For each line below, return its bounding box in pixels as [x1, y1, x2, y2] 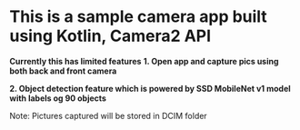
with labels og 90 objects [9, 93, 107, 104]
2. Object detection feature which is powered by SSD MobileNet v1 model [9, 83, 291, 94]
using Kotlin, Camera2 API [9, 25, 212, 46]
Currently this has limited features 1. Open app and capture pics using [9, 55, 279, 66]
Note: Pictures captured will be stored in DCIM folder [9, 110, 207, 121]
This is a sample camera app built [9, 6, 268, 27]
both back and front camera [9, 65, 117, 76]
